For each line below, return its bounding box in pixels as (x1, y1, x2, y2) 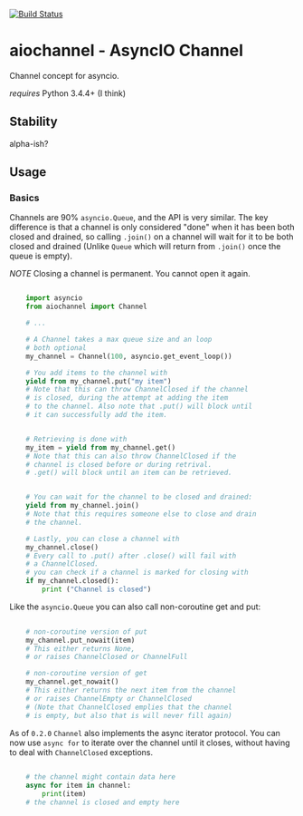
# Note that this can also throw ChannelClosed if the (25, 452, 237, 461)
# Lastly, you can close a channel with (25, 534, 180, 543)
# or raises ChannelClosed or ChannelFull (25, 653, 188, 662)
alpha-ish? (9, 138, 49, 149)
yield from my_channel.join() (25, 501, 140, 510)
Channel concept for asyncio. (9, 70, 119, 81)
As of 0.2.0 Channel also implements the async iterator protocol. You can (9, 727, 280, 738)
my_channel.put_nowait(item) (25, 636, 136, 645)
